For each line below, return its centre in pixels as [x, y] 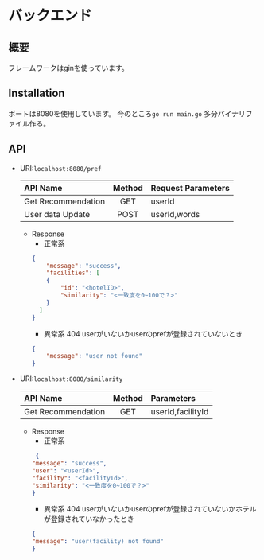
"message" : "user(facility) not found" [98, 542]
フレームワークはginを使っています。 [68, 68]
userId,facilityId [180, 412]
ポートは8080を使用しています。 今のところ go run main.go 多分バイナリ [127, 113]
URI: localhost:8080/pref [60, 168]
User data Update [57, 214]
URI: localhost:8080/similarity [71, 379]
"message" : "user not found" [95, 356]
